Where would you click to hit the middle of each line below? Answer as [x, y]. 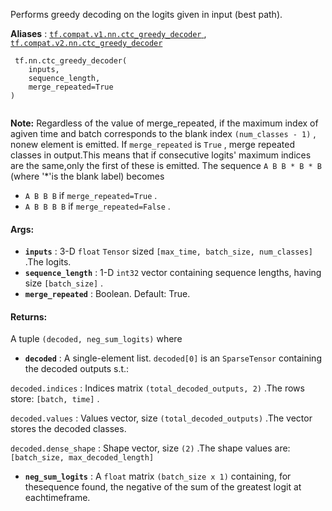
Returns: [29, 316]
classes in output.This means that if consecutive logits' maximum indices [161, 155]
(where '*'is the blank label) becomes [87, 176]
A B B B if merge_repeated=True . [91, 195]
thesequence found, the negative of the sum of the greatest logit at [163, 487]
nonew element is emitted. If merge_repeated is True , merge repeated [153, 144]
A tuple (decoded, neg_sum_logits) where [96, 339]
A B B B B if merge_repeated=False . [97, 206]
